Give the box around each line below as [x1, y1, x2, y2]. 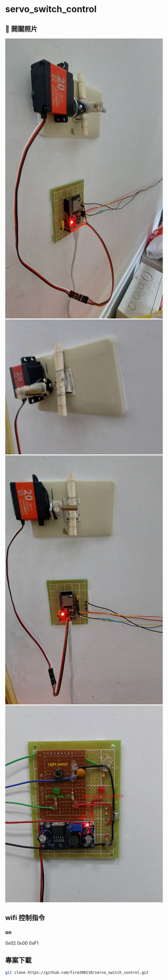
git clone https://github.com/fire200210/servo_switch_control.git [5, 970, 149, 975]
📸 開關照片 [5, 24, 37, 33]
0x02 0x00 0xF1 [5, 940, 39, 946]
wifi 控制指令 [5, 913, 45, 922]
